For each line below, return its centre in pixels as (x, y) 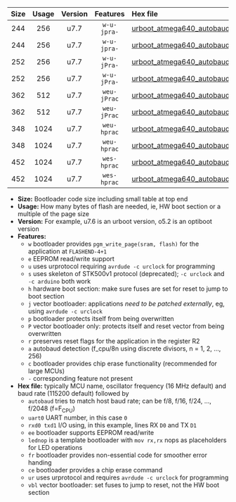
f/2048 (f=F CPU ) (52, 409)
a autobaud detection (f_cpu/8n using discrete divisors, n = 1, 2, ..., (124, 349)
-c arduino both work (59, 281)
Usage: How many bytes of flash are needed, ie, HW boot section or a (119, 206)
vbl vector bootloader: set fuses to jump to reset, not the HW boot (124, 484)
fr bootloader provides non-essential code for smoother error (117, 455)
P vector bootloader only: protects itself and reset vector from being (126, 326)
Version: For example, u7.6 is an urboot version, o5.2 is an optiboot (115, 221)
